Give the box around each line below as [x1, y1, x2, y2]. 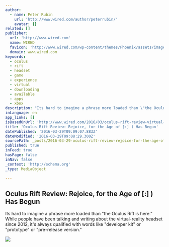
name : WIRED [10, 40, 35, 45]
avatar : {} [14, 21, 37, 27]
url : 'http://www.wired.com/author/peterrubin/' [14, 17, 118, 22]
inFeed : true [5, 148, 33, 153]
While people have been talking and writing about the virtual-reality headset [5, 216, 162, 222]
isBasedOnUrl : [5, 119, 35, 125]
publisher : [5, 31, 28, 36]
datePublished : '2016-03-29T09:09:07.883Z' [5, 129, 98, 134]
